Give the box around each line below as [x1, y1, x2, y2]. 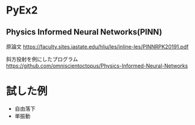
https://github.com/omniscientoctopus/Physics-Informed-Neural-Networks [6, 62, 188, 69]
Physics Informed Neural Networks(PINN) [6, 27, 163, 37]
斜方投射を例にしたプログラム [6, 56, 78, 62]
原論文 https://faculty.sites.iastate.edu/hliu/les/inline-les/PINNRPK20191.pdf [6, 43, 189, 50]
